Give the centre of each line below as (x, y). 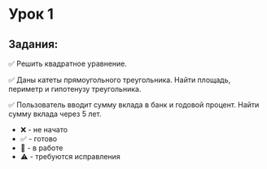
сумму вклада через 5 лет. (55, 114)
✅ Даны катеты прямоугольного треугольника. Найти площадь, (120, 80)
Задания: (33, 44)
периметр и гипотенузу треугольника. (75, 89)
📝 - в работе (42, 148)
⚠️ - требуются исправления (70, 156)
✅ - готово (39, 139)
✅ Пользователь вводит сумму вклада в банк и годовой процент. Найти (134, 105)
